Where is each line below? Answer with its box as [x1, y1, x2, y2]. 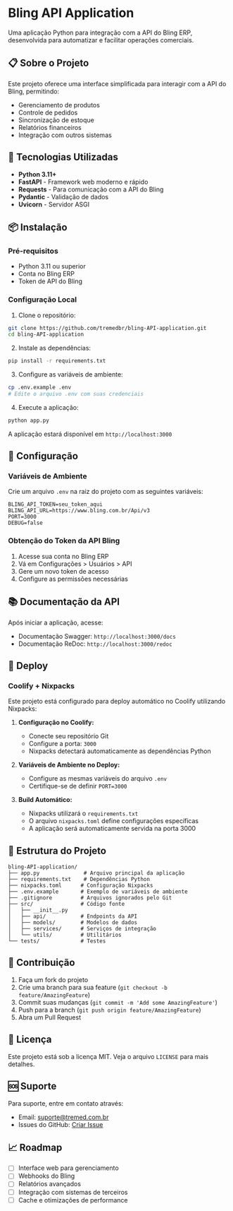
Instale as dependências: [18, 344, 91, 353]
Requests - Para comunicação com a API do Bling [18, 185, 164, 194]
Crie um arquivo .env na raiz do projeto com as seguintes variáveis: [8, 488, 203, 496]
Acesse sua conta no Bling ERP [18, 552, 109, 560]
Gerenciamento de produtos [18, 100, 101, 109]
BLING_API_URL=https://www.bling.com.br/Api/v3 [8, 507, 151, 514]
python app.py [8, 417, 50, 424]
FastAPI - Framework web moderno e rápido [18, 177, 149, 186]
